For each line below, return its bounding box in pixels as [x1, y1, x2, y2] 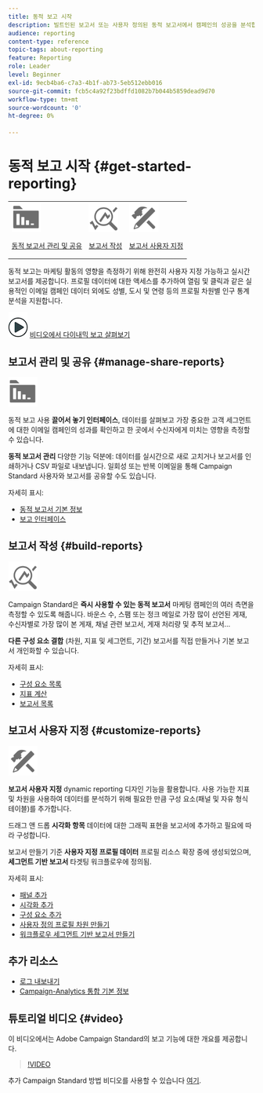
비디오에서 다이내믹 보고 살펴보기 [29, 330, 131, 339]
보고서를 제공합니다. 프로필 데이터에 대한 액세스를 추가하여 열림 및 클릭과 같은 [8, 276, 244, 286]
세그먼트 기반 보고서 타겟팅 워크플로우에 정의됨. [8, 857, 152, 866]
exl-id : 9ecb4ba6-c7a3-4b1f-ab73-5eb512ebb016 [8, 79, 163, 86]
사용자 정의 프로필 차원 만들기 [19, 919, 110, 929]
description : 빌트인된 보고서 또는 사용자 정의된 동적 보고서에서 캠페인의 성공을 [8, 20, 237, 29]
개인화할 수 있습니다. [16, 645, 80, 655]
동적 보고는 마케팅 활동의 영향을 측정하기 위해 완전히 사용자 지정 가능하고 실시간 [8, 267, 250, 276]
